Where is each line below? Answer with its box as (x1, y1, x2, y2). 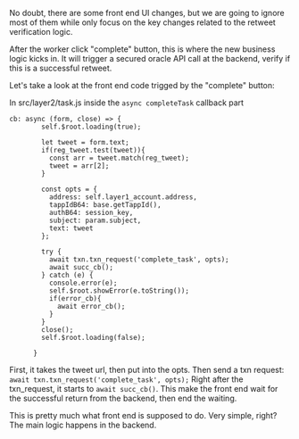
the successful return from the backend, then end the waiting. (9, 393, 237, 403)
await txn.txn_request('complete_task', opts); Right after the (9, 374, 244, 385)
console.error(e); (48, 278, 118, 287)
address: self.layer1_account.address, (48, 193, 198, 202)
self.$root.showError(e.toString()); (48, 286, 190, 295)
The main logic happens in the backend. (9, 419, 157, 430)
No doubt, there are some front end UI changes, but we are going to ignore (9, 8, 285, 18)
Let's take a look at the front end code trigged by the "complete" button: (9, 80, 275, 90)
